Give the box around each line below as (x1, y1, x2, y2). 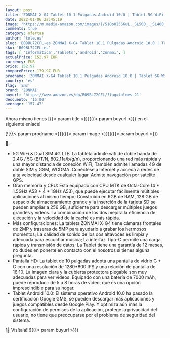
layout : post (5, 7, 33, 13)
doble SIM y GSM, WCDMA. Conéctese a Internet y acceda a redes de (12, 167, 159, 173)
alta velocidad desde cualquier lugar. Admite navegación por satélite (12, 172, 155, 178)
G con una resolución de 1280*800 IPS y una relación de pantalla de (12, 264, 156, 270)
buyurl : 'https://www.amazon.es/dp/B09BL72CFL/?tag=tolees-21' (5, 92, 142, 97)
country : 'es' (5, 78, 35, 83)
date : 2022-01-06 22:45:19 (5, 17, 62, 22)
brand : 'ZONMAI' (5, 87, 39, 93)
